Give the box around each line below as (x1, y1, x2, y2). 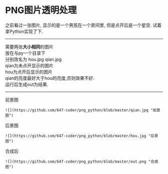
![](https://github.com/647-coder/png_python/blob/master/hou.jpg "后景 (5, 133, 158, 138)
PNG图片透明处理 (5, 5, 77, 16)
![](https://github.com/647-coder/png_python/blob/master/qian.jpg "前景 (5, 107, 161, 113)
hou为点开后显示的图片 (5, 69, 52, 75)
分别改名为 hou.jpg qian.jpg (5, 56, 62, 62)
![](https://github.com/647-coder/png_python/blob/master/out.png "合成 (5, 159, 158, 164)
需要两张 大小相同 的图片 (5, 44, 53, 50)
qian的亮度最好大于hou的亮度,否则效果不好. (5, 75, 95, 81)
